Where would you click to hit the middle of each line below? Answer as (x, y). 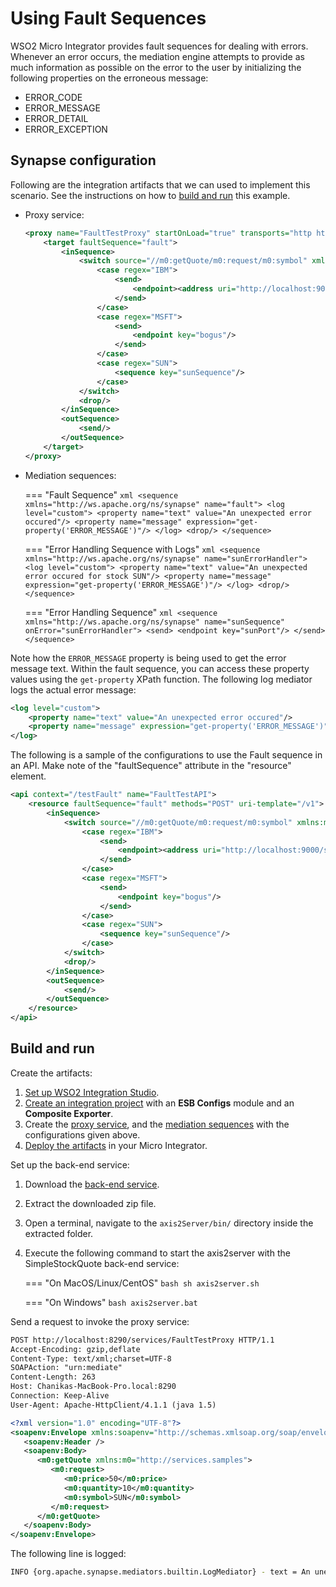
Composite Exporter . (69, 1113)
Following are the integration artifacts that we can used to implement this (160, 184)
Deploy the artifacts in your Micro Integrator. (116, 1145)
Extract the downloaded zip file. (90, 1203)
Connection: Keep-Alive (60, 1396)
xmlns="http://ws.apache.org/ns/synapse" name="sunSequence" (155, 622)
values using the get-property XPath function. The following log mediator (161, 679)
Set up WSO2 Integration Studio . (92, 1092)
